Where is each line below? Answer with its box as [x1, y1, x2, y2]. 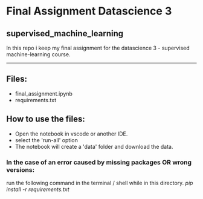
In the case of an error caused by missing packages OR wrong [6, 158, 192, 166]
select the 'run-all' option [14, 136, 79, 143]
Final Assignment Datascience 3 [6, 4, 172, 18]
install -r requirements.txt [6, 186, 69, 193]
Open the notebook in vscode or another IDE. [14, 130, 128, 137]
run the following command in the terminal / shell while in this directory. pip [6, 179, 193, 186]
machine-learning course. [6, 51, 71, 58]
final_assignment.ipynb [14, 90, 72, 97]
